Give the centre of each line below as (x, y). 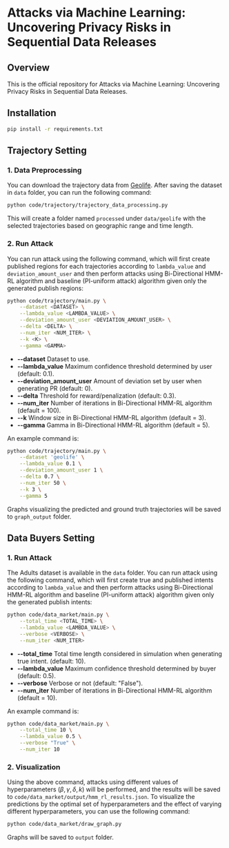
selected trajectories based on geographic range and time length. (100, 226)
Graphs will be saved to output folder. (60, 838)
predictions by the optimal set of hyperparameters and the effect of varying (114, 804)
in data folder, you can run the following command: (79, 193)
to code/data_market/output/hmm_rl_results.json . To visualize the (101, 797)
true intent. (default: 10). (51, 661)
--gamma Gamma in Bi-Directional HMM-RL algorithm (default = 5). (113, 425)
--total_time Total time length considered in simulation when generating (120, 653)
